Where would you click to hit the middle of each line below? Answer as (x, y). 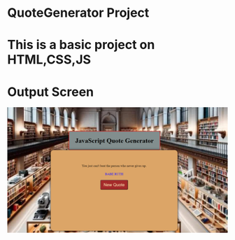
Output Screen (51, 92)
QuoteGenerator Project (78, 13)
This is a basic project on (81, 45)
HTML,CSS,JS (49, 60)
